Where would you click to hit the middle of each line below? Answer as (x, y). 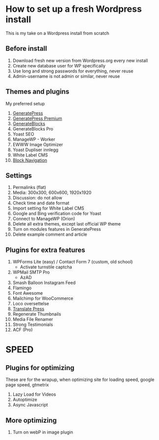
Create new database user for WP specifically (59, 65)
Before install (26, 48)
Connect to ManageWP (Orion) (44, 219)
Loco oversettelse (31, 304)
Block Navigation (30, 160)
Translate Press (28, 309)
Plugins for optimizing (40, 368)
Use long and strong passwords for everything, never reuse (73, 71)
